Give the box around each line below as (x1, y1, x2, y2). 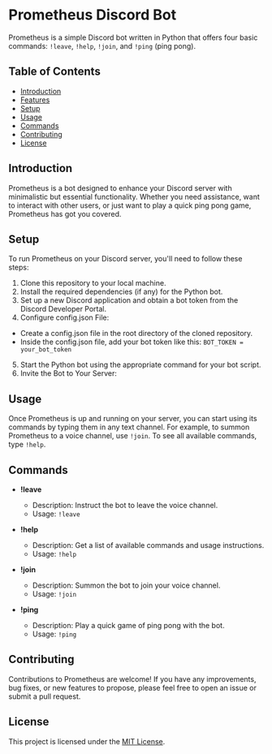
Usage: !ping (32, 629, 77, 639)
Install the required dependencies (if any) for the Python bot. (19, 287, 223, 297)
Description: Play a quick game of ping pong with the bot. (32, 621, 225, 630)
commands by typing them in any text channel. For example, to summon (8, 422, 250, 432)
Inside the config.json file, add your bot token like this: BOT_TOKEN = (19, 337, 244, 347)
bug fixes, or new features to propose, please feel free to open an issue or (8, 683, 257, 692)
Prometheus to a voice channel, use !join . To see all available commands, (8, 431, 257, 441)
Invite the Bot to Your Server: (19, 368, 118, 378)
